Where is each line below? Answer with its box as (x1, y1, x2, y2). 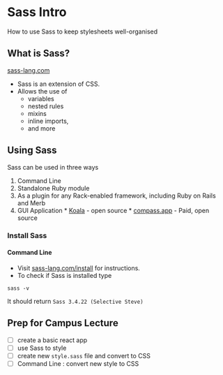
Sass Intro (7, 4, 68, 20)
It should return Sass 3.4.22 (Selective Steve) (7, 297, 144, 305)
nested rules (27, 102, 64, 110)
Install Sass (7, 231, 47, 241)
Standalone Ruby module (17, 184, 90, 192)
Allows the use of (17, 87, 68, 95)
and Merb (17, 198, 46, 207)
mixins (27, 109, 47, 117)
